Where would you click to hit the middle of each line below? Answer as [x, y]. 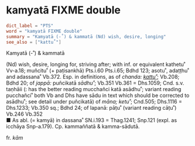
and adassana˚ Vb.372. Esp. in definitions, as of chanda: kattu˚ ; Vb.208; [93, 77]
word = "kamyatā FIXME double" [44, 31]
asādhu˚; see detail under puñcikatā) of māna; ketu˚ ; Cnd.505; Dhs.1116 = [94, 102]
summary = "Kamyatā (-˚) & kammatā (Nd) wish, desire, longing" [86, 36]
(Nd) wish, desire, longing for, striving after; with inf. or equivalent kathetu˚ [96, 64]
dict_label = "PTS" [30, 26]
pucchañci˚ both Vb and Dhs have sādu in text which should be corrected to [98, 95]
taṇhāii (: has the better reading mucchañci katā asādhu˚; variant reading [94, 89]
